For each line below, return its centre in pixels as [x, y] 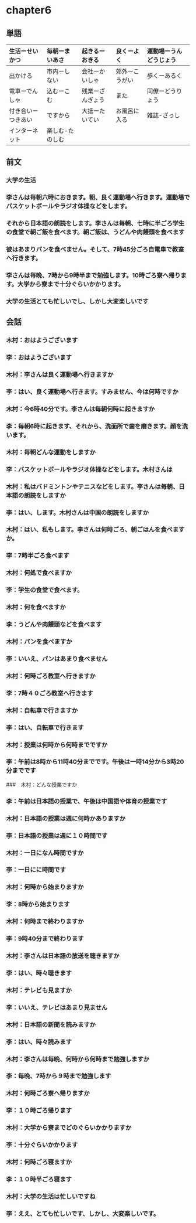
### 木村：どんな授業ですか [42, 784]
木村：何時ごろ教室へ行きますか [51, 676]
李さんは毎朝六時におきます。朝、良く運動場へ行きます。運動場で [98, 197]
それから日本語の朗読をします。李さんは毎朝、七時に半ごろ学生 [95, 223]
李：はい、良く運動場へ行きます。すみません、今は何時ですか [92, 392]
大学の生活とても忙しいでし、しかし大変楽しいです [77, 301]
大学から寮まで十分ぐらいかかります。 [71, 284]
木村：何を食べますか [36, 607]
